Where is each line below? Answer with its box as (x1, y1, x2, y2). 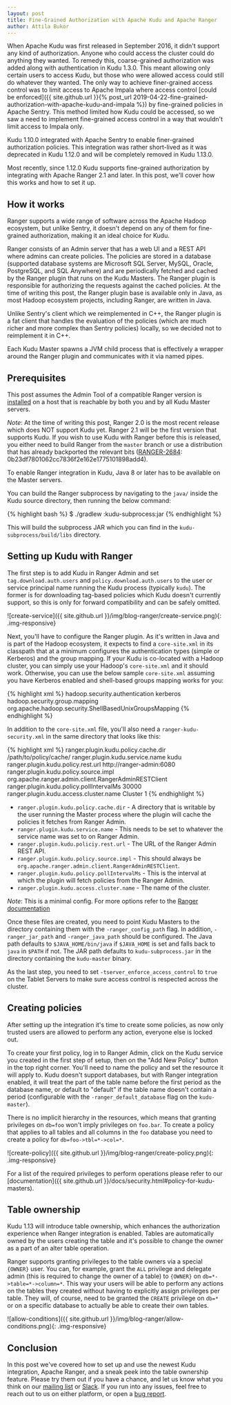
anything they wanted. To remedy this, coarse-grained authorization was (7, 57, 214, 65)
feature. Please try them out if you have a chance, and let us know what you (7, 1375, 223, 1384)
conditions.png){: (7, 1322, 57, 1331)
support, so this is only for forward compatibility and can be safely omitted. (7, 598, 221, 606)
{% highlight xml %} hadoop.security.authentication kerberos (7, 689, 181, 697)
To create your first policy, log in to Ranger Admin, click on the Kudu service (7, 1048, 223, 1057)
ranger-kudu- (161, 726, 199, 733)
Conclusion (7, 1342, 58, 1354)
